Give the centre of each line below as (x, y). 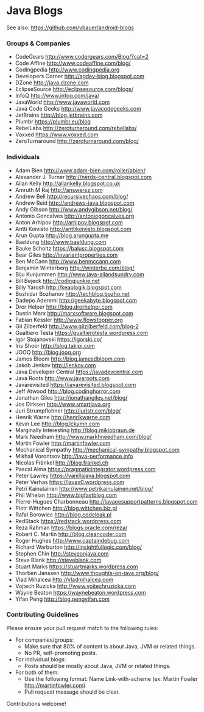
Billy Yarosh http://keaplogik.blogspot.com (68, 287)
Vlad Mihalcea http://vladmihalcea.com (64, 579)
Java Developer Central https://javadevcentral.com (79, 372)
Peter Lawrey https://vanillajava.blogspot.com (73, 475)
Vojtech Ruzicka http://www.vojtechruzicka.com (75, 586)
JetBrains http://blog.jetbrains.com (59, 115)
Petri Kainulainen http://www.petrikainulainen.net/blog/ (84, 488)
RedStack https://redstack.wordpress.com (68, 521)
